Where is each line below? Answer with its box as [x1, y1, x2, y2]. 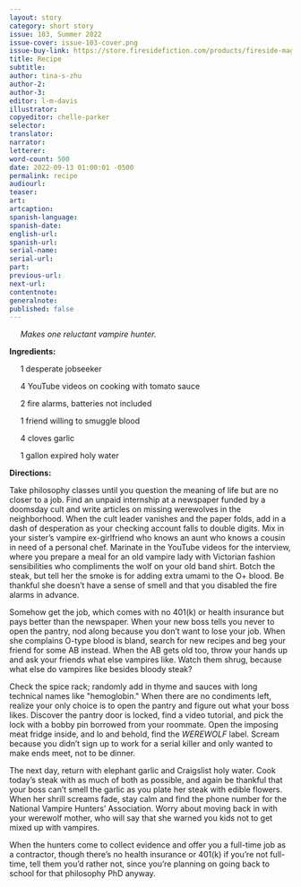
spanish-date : [9, 221, 63, 230]
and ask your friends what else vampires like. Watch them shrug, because [9, 654, 282, 665]
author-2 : [9, 80, 47, 89]
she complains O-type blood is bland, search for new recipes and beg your [9, 635, 287, 646]
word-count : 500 [9, 154, 70, 164]
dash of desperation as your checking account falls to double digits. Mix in [9, 523, 285, 533]
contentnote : [9, 287, 58, 296]
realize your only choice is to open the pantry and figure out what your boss [9, 700, 289, 712]
